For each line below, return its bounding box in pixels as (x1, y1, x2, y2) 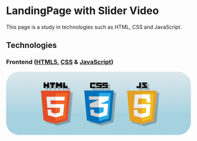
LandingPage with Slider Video (6, 4, 159, 18)
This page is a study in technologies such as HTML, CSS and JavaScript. (6, 23, 182, 30)
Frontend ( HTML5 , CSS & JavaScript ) (6, 58, 114, 66)
